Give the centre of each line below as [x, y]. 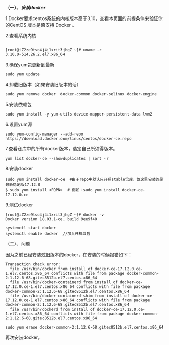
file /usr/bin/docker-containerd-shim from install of [70, 296]
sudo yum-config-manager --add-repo [44, 134]
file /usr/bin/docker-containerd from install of [64, 282]
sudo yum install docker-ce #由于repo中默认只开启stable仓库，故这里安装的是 [84, 179]
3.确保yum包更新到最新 [30, 65]
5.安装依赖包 [18, 104]
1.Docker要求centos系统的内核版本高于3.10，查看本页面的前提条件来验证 [82, 18]
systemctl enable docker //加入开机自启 [48, 234]
